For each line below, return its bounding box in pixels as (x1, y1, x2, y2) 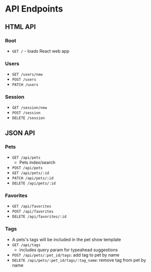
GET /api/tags (12, 242, 41, 247)
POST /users (12, 77, 36, 82)
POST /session (12, 110, 41, 116)
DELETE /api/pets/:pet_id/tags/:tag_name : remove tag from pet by (12, 257, 146, 263)
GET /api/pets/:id (12, 171, 49, 176)
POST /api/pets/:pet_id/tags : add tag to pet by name (12, 252, 120, 257)
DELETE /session (12, 116, 45, 121)
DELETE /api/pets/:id (12, 181, 56, 186)
